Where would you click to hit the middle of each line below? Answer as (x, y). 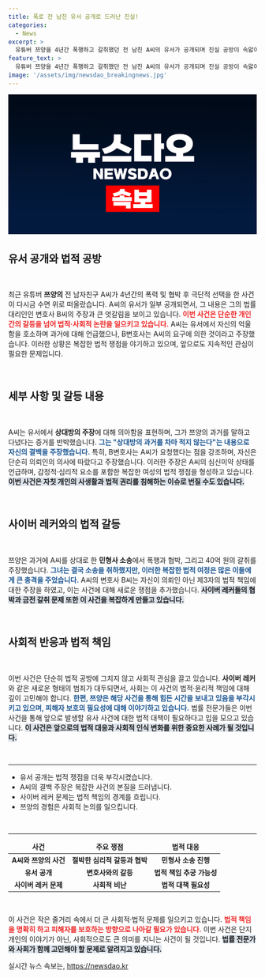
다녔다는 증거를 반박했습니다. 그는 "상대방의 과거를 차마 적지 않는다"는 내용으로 (129, 442)
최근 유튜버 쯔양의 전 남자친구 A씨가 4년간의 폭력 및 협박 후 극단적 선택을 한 (124, 295)
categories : (28, 25)
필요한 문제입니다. (36, 354)
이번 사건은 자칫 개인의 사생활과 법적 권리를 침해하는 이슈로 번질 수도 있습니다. (127, 481)
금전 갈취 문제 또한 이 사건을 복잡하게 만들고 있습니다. (103, 599)
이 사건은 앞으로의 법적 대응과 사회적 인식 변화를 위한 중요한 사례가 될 (129, 727)
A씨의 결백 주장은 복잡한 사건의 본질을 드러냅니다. (95, 787)
